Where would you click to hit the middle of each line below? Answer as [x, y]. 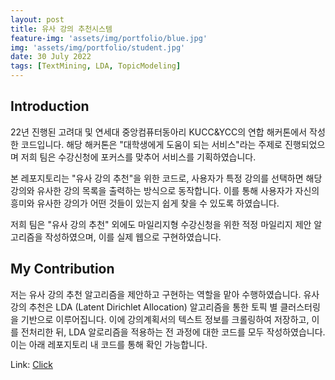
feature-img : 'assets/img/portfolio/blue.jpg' [109, 38]
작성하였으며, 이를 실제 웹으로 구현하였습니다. [133, 237]
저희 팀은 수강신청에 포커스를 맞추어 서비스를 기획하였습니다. [138, 157]
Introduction [50, 106]
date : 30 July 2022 [51, 57]
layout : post [37, 19]
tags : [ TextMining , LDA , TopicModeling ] [96, 66]
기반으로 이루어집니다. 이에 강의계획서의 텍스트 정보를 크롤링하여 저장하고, [165, 319]
